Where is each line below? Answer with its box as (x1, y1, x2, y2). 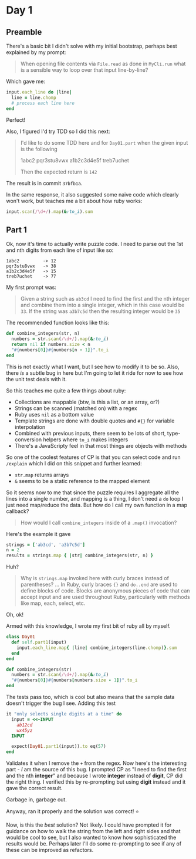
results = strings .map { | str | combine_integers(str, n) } (6, 552, 154, 559)
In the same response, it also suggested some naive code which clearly (6, 191, 179, 198)
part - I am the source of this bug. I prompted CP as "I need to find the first (6, 766, 187, 773)
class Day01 (6, 634, 35, 640)
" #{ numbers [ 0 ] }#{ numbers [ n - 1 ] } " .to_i (11, 347, 109, 353)
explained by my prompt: (6, 49, 66, 56)
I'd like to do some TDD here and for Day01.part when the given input (20, 139, 188, 146)
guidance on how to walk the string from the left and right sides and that (6, 828, 181, 835)
